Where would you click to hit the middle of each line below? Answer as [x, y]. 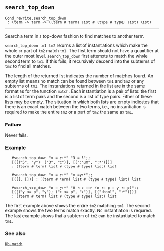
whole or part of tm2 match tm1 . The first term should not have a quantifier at [82, 50]
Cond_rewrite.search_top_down [36, 18]
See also [15, 234]
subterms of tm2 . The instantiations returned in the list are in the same [75, 86]
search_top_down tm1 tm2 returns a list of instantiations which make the [76, 45]
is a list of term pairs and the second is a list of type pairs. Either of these [79, 96]
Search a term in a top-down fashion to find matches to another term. [75, 36]
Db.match [14, 244]
